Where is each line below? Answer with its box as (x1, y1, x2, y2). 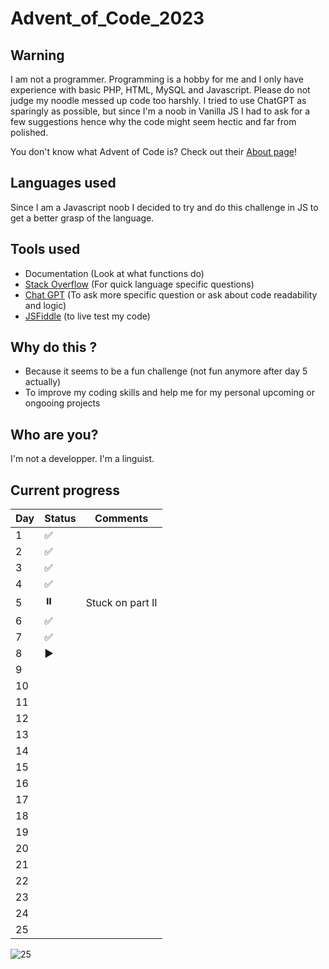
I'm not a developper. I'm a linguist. (10, 453, 155, 465)
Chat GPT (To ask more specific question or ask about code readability (24, 288, 318, 301)
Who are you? (10, 426, 99, 443)
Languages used (10, 175, 117, 192)
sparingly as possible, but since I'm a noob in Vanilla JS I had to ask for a (10, 105, 311, 117)
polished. (10, 127, 49, 138)
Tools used (10, 241, 81, 258)
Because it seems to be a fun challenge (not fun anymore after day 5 (24, 365, 308, 377)
